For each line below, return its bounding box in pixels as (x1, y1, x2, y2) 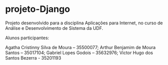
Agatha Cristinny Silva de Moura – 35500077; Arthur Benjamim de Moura (5, 44, 156, 50)
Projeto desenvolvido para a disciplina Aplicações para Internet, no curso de (5, 20, 163, 26)
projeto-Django (5, 3, 70, 15)
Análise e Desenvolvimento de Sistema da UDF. (5, 25, 104, 31)
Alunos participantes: (5, 35, 49, 41)
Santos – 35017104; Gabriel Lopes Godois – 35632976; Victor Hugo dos (5, 50, 153, 56)
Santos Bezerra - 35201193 (5, 55, 62, 61)
